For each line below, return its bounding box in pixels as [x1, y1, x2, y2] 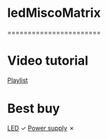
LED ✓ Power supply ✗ [7, 124, 75, 132]
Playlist [7, 76, 28, 84]
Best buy [7, 100, 60, 117]
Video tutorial [7, 53, 89, 69]
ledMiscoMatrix [7, 5, 101, 21]
